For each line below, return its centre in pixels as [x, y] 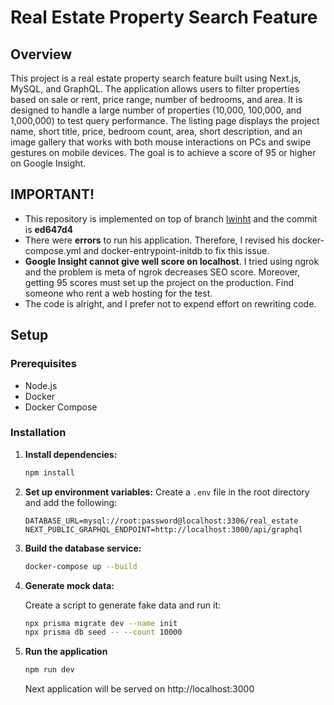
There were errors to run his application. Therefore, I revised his [157, 240]
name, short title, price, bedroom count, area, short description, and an [156, 131]
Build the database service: [83, 548]
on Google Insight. [48, 163]
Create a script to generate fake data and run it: [123, 605]
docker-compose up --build [81, 566]
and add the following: [71, 502]
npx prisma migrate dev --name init [101, 623]
